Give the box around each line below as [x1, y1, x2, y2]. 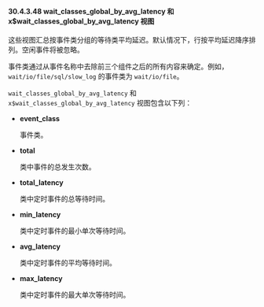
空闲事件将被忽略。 [21, 45, 84, 54]
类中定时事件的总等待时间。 [19, 194, 110, 204]
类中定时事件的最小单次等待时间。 [19, 226, 130, 235]
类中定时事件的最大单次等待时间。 [19, 290, 130, 300]
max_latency [19, 274, 63, 283]
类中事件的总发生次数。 [19, 162, 96, 172]
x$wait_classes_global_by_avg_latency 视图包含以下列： [8, 98, 192, 108]
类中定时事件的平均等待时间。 [19, 258, 116, 268]
